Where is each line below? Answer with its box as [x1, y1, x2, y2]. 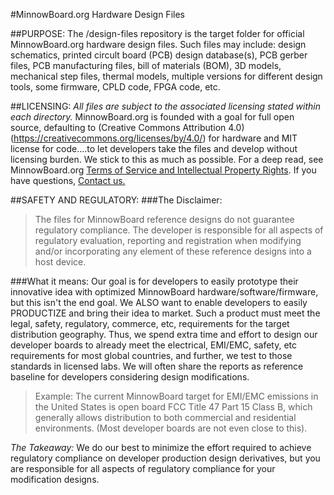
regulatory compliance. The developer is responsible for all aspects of [34, 224, 324, 236]
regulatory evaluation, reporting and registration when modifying [34, 235, 302, 246]
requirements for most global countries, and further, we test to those [10, 350, 293, 361]
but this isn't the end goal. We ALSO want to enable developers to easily [10, 297, 308, 308]
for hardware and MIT [208, 132, 298, 144]
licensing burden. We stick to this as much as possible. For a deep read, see [10, 154, 324, 165]
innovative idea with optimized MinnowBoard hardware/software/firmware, [10, 286, 319, 298]
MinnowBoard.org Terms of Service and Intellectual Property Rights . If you [10, 164, 317, 176]
